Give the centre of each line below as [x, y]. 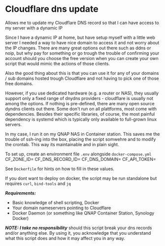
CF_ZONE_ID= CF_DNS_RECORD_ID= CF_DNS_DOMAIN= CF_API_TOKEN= [81, 159]
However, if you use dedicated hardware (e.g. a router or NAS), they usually [82, 93]
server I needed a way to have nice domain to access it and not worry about [82, 42]
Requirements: [20, 193]
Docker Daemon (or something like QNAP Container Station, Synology [83, 213]
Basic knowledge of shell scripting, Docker [56, 202]
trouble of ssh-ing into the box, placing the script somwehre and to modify [81, 139]
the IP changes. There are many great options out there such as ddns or [78, 48]
